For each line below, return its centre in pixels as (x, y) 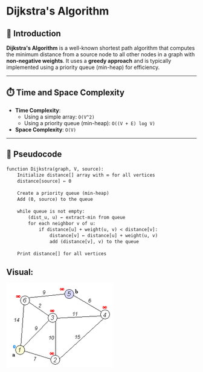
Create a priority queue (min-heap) (63, 193)
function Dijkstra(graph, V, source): (55, 169)
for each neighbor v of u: (62, 223)
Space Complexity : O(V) (46, 129)
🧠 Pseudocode (34, 155)
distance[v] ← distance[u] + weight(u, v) (104, 235)
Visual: (20, 272)
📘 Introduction (34, 34)
